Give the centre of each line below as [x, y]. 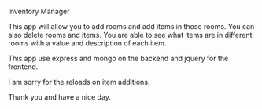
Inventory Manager [39, 11]
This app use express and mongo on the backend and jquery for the [118, 58]
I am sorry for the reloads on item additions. [79, 82]
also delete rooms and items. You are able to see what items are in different [130, 35]
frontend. [23, 67]
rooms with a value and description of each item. [87, 43]
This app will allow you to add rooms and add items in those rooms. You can [131, 26]
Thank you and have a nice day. [60, 97]
